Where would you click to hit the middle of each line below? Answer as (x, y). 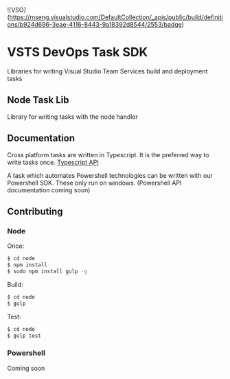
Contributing (35, 211)
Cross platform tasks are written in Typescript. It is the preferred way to (108, 154)
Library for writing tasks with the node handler (73, 117)
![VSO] (16, 10)
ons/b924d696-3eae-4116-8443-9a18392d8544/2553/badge (94, 24)
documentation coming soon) (49, 190)
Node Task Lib (38, 100)
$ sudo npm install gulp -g (47, 271)
